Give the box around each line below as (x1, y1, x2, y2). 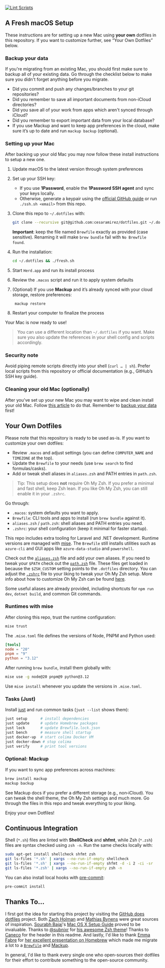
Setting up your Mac (5, 140, 55, 147)
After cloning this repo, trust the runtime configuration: (5, 614, 116, 620)
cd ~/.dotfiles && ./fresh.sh (12, 259, 75, 264)
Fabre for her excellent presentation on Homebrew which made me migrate (5, 937, 158, 943)
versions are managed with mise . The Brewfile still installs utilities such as (5, 540, 156, 546)
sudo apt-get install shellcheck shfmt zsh (5, 852, 96, 857)
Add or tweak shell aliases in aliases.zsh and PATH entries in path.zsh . (12, 471, 157, 477)
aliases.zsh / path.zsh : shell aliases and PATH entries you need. (12, 520, 143, 526)
